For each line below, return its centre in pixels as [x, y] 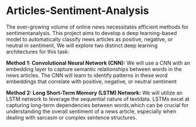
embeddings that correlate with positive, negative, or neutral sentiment [92, 81]
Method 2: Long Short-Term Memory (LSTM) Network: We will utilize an [94, 93]
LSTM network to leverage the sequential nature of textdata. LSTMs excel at [98, 99]
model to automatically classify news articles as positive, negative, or [90, 39]
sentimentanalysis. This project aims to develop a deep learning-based [92, 33]
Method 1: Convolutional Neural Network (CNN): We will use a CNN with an [98, 63]
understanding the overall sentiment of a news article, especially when [91, 111]
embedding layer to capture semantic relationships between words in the [94, 69]
